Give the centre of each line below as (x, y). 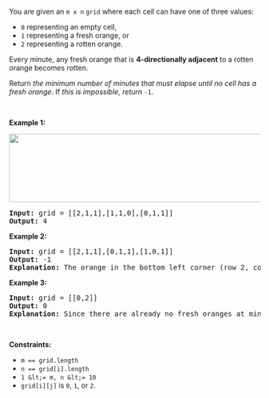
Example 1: (28, 122)
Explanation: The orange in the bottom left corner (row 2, (129, 268)
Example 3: (28, 283)
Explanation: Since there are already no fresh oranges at (127, 314)
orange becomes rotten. (49, 68)
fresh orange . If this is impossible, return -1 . (81, 92)
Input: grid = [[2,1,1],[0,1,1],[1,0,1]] (91, 252)
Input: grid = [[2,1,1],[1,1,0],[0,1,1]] (91, 213)
